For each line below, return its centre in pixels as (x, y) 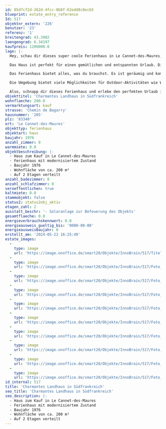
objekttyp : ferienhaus (28, 129)
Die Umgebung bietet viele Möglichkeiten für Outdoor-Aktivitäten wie (84, 83)
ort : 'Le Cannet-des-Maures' (35, 124)
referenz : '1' (20, 33)
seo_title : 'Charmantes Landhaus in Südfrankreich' (59, 391)
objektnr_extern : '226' (30, 24)
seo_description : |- (26, 396)
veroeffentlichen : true (30, 188)
